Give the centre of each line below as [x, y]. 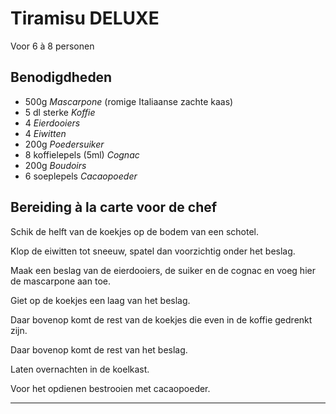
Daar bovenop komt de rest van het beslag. [99, 349]
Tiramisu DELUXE [85, 18]
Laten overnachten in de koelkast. [80, 369]
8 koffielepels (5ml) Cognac [82, 154]
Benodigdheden [61, 77]
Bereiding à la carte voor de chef [114, 207]
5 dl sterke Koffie [60, 112]
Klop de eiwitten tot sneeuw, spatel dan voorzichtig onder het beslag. [153, 251]
